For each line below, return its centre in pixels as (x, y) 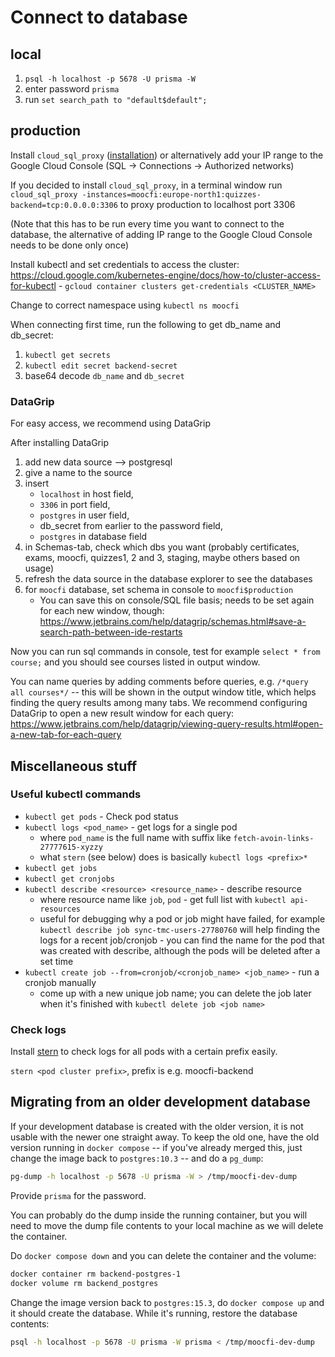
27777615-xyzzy (71, 847)
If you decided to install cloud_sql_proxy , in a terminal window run (146, 185)
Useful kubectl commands (76, 794)
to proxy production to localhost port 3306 (207, 204)
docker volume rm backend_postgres (84, 1283)
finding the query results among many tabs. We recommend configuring (159, 703)
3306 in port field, (75, 505)
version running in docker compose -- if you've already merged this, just (156, 1147)
